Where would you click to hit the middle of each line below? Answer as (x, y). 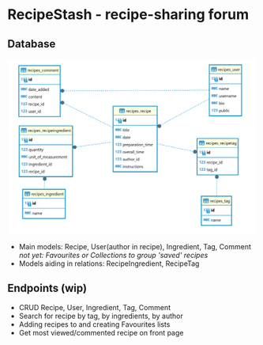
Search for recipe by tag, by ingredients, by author (101, 316)
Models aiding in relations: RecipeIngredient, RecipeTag (109, 263)
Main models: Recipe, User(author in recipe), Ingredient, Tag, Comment (135, 246)
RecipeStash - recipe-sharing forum (128, 15)
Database (32, 44)
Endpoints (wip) (47, 288)
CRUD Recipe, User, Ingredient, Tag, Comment (95, 307)
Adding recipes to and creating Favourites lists (94, 324)
